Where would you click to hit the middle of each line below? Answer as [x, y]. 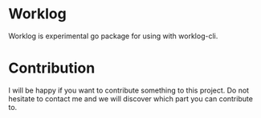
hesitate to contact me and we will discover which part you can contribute [130, 98]
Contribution [52, 68]
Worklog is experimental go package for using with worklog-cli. [113, 36]
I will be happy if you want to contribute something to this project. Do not [129, 90]
